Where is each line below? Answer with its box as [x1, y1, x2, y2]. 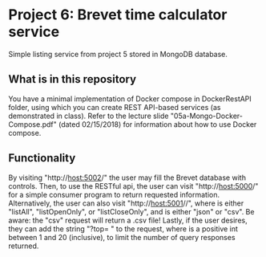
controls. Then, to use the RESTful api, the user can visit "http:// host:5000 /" [8, 181, 259, 190]
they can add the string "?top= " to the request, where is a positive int [8, 223, 239, 234]
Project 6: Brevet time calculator [8, 6, 228, 24]
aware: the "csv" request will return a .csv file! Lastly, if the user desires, [8, 215, 248, 225]
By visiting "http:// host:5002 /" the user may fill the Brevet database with [8, 173, 247, 182]
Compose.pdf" [8, 119, 58, 129]
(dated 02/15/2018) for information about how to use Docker [58, 119, 257, 129]
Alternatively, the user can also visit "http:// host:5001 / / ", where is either [8, 198, 244, 208]
